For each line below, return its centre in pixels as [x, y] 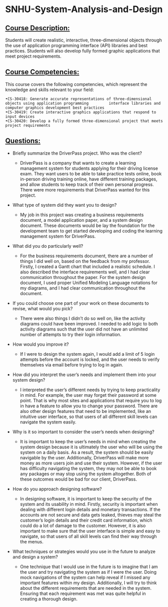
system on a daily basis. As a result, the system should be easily [87, 452]
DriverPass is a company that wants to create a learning [78, 163]
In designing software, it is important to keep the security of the [86, 498]
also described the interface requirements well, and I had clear [85, 272]
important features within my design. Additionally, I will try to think [88, 583]
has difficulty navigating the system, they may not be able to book [88, 468]
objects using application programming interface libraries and [83, 103]
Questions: [23, 141]
